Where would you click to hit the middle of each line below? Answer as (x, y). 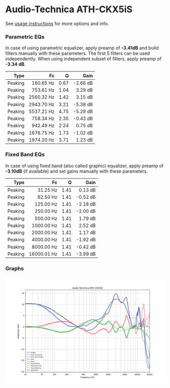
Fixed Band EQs (25, 154)
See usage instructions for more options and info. (57, 24)
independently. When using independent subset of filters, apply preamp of (83, 59)
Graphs (15, 268)
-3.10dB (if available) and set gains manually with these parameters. (77, 171)
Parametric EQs (25, 37)
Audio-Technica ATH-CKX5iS (69, 9)
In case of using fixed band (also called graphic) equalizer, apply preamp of (84, 166)
